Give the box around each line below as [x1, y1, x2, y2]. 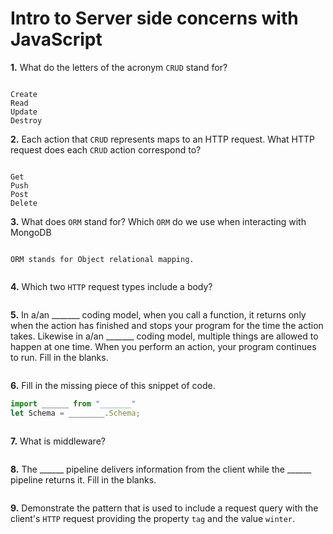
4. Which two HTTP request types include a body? [10, 280, 213, 292]
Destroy [10, 115, 43, 126]
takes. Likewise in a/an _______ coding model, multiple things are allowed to [10, 330, 319, 342]
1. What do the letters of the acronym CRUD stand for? [10, 61, 228, 73]
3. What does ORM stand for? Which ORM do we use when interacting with [10, 215, 307, 227]
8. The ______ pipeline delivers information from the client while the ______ [10, 463, 312, 475]
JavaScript [10, 28, 103, 51]
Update [10, 107, 38, 117]
